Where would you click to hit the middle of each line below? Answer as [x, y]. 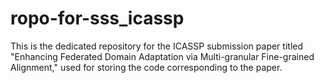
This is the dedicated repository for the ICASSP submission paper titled [157, 46]
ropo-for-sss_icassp [97, 18]
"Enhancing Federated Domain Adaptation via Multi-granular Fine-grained [162, 56]
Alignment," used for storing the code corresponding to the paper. [146, 67]
